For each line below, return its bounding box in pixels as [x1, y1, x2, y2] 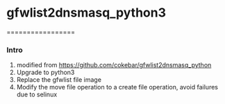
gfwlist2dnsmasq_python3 [6, 5, 167, 21]
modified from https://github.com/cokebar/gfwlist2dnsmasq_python [16, 61, 212, 69]
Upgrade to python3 [16, 68, 75, 77]
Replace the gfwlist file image [16, 76, 102, 84]
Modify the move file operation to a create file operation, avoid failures [16, 83, 218, 92]
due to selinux [16, 90, 58, 98]
